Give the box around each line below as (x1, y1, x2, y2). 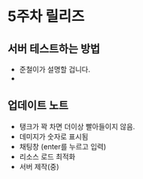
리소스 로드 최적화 (18, 152, 76, 161)
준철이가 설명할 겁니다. (18, 65, 91, 74)
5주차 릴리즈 (7, 7, 85, 26)
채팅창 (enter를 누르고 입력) (18, 141, 107, 151)
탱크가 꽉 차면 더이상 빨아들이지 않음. (18, 121, 136, 131)
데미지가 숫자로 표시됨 (18, 132, 89, 141)
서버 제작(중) (18, 161, 59, 171)
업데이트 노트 (7, 99, 69, 112)
